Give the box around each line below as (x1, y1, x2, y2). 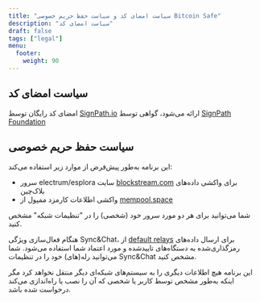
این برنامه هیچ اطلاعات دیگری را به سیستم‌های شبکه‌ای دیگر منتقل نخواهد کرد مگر (8, 267, 254, 277)
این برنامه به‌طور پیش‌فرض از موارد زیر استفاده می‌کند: (8, 161, 173, 171)
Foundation (8, 116, 46, 126)
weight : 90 (23, 57, 60, 65)
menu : (8, 42, 27, 50)
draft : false (8, 27, 52, 35)
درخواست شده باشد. (8, 284, 71, 294)
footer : (15, 49, 42, 57)
